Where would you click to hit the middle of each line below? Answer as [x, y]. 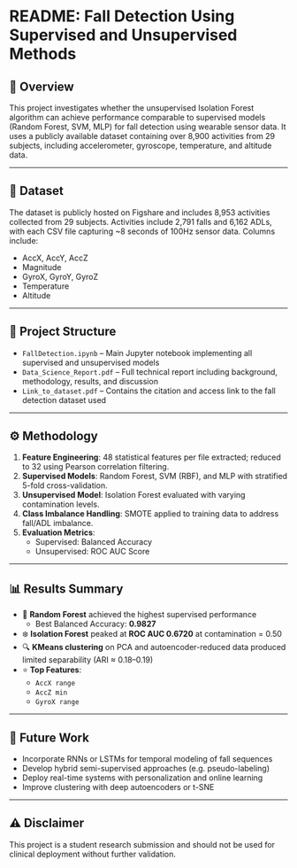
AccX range [55, 684]
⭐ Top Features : [52, 670]
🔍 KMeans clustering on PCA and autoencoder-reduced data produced [154, 647]
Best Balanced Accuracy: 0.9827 [95, 624]
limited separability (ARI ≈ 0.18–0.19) [88, 660]
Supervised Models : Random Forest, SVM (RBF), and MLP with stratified [155, 477]
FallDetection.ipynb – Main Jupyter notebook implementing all [137, 353]
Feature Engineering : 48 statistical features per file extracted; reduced [151, 457]
